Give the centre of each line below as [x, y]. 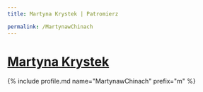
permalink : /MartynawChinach [50, 27]
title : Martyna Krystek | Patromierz [63, 14]
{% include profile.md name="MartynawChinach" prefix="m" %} [101, 81]
